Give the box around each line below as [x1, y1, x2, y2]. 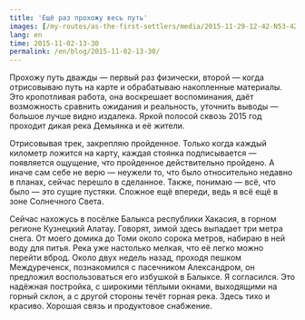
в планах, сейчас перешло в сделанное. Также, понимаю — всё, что [9, 176, 277, 187]
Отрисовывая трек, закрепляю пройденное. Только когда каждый [9, 138, 268, 149]
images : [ [9, 22, 47, 31]
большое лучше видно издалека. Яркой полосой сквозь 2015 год [9, 111, 262, 122]
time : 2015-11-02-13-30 [9, 38, 100, 48]
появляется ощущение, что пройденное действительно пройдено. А [9, 157, 275, 168]
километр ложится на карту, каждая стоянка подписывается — [9, 147, 257, 159]
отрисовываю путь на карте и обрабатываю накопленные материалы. [9, 82, 283, 93]
